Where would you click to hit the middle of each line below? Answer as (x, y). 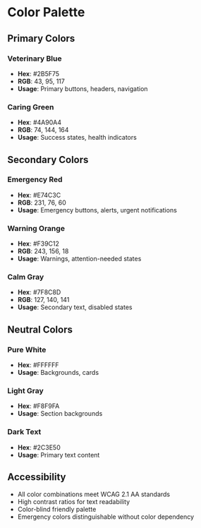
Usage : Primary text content (59, 455)
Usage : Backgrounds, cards (58, 373)
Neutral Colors (40, 329)
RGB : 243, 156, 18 (43, 251)
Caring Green (31, 107)
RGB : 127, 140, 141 (43, 300)
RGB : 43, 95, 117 (41, 81)
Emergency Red (35, 179)
